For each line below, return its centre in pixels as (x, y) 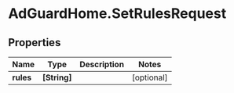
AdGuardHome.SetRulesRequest (117, 14)
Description (102, 64)
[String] (57, 77)
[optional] (150, 77)
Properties (35, 43)
